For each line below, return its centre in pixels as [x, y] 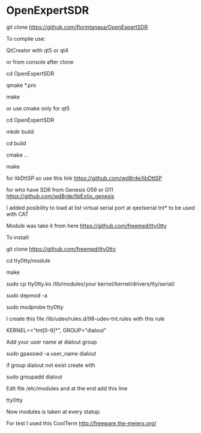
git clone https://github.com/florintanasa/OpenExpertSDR [77, 27]
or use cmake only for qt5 [38, 108]
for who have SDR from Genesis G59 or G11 [60, 190]
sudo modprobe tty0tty [35, 307]
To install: [18, 237]
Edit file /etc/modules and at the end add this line [67, 388]
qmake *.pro [21, 85]
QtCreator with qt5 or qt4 [37, 50]
